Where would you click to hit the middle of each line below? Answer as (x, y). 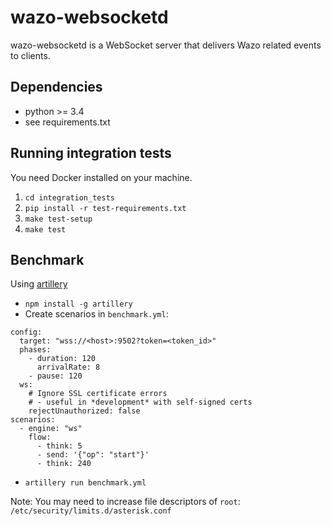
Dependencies (56, 87)
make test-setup (58, 219)
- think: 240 (64, 464)
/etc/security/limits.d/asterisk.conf (91, 511)
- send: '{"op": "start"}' (93, 455)
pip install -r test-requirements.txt (105, 208)
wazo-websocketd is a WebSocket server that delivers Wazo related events (166, 45)
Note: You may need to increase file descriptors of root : (125, 502)
